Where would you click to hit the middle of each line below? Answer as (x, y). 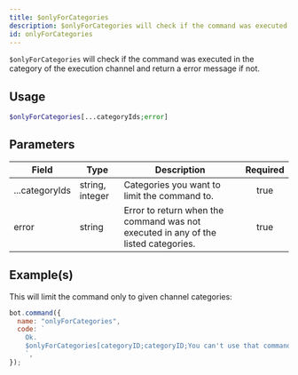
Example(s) (41, 275)
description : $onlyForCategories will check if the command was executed (149, 26)
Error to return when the (174, 210)
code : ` (31, 330)
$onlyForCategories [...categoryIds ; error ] (89, 117)
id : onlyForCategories (51, 34)
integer (94, 195)
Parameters (42, 144)
